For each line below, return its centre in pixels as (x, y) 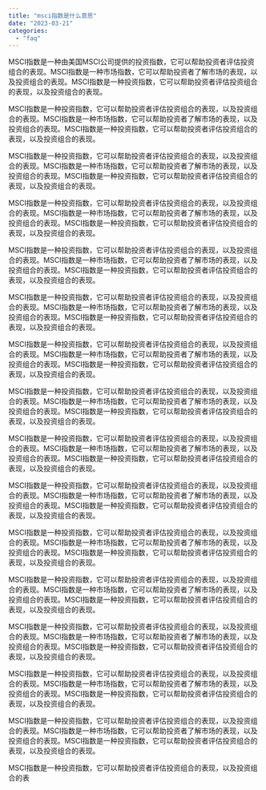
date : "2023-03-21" (41, 23)
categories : (28, 30)
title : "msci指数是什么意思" (53, 16)
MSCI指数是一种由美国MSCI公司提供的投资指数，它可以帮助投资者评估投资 (131, 62)
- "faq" (28, 38)
